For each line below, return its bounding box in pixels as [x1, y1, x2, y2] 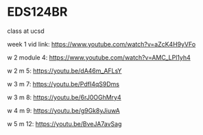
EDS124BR [7, 4, 68, 20]
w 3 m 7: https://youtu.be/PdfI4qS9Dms [7, 79, 120, 88]
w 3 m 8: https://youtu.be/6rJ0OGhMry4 [7, 93, 121, 101]
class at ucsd [7, 27, 45, 35]
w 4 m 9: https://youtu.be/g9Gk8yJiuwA [7, 106, 120, 114]
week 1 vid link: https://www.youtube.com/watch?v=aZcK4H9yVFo [7, 40, 196, 48]
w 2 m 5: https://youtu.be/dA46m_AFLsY [7, 66, 122, 75]
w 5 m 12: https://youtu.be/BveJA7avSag [7, 119, 122, 127]
